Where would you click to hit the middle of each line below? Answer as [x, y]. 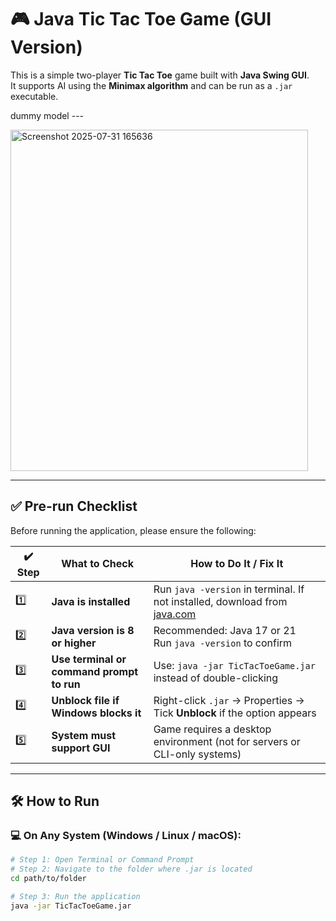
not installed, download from [220, 601]
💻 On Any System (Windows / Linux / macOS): [126, 836]
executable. [34, 96]
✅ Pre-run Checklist [74, 506]
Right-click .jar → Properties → [229, 700]
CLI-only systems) [197, 754]
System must [84, 735]
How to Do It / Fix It [237, 564]
